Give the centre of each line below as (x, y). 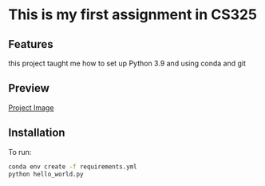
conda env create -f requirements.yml (73, 166)
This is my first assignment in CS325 (133, 15)
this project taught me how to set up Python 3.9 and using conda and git (127, 63)
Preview (29, 88)
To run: (20, 152)
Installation (37, 133)
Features (31, 44)
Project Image (31, 107)
